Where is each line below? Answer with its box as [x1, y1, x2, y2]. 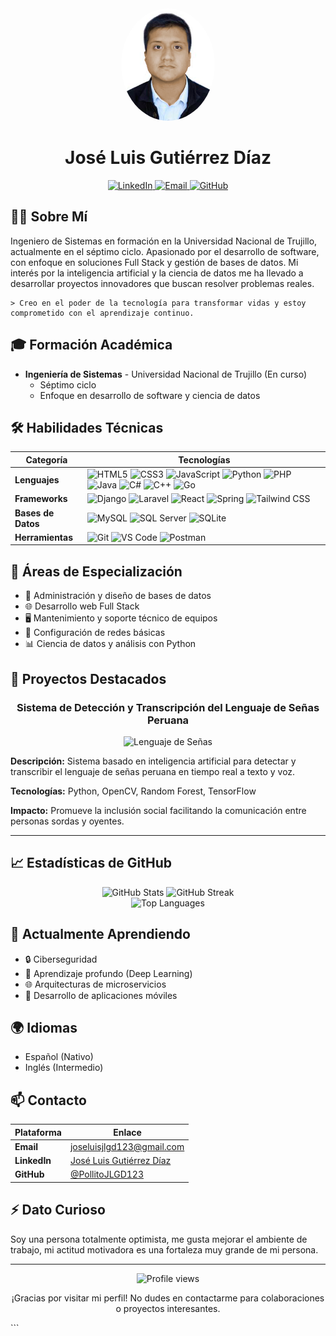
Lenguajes [14, 473, 60, 486]
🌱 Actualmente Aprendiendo [10, 926, 191, 943]
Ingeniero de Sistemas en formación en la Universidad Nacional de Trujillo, [10, 235, 318, 247]
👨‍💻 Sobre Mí [10, 208, 88, 226]
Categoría [25, 453, 68, 466]
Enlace [113, 1126, 142, 1138]
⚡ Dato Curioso [10, 1202, 106, 1219]
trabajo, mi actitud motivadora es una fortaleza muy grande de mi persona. [10, 1243, 319, 1256]
